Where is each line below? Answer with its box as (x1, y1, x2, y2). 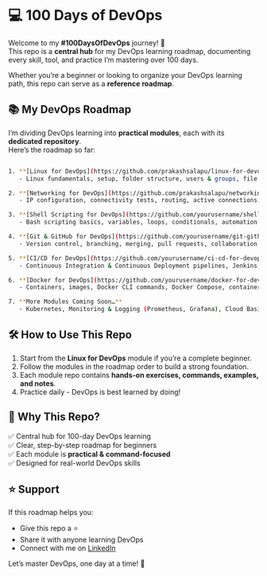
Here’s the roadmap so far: (8, 145, 95, 154)
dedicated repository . (8, 136, 82, 146)
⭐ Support (8, 483, 60, 496)
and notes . (19, 379, 56, 388)
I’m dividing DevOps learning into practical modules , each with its (8, 128, 225, 138)
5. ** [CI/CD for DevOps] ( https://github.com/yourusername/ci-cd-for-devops (8, 254, 265, 263)
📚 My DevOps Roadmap (8, 103, 132, 116)
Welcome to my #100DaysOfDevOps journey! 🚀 (8, 37, 165, 48)
